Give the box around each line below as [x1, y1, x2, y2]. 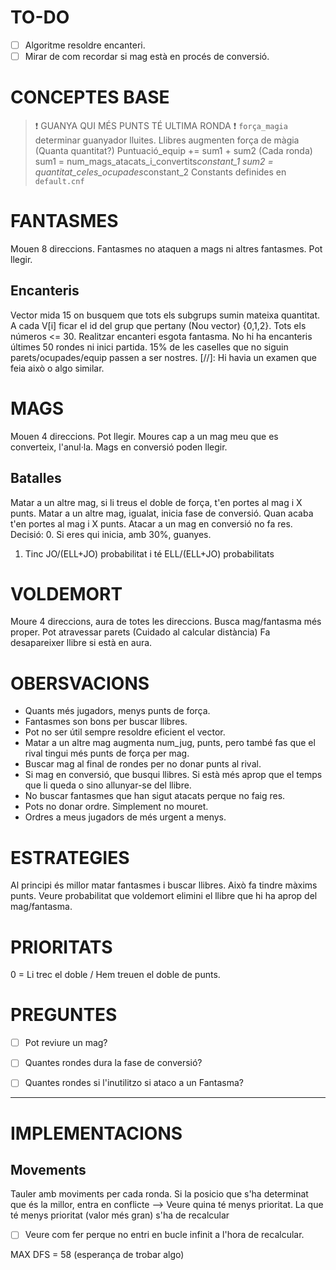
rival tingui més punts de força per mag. [24, 747, 190, 760]
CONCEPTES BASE [10, 86, 170, 109]
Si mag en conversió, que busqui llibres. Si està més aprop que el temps [24, 769, 323, 781]
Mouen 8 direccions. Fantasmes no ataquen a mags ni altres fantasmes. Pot [10, 242, 323, 255]
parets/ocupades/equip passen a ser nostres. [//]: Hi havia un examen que [10, 351, 317, 363]
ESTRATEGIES [10, 846, 130, 869]
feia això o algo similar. [10, 362, 105, 374]
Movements [10, 1161, 87, 1178]
